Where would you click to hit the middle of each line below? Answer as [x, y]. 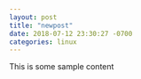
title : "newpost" [41, 25]
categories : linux [43, 42]
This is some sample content [62, 67]
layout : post [33, 17]
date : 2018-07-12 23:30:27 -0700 [71, 33]
